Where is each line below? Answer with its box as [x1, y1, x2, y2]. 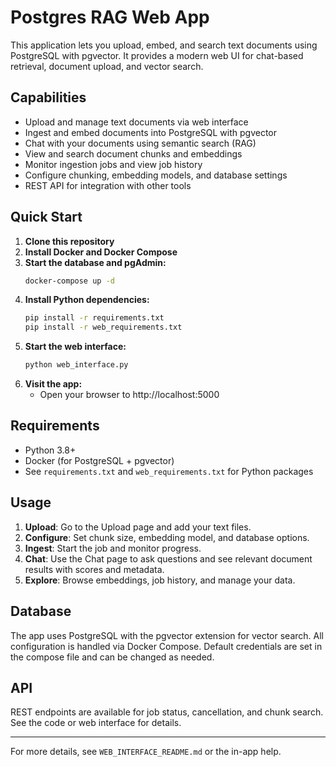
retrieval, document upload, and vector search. [10, 60, 204, 72]
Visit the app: [24, 378, 83, 390]
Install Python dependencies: [24, 294, 150, 306]
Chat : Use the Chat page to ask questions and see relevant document [24, 552, 313, 565]
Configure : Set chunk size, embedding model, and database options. [24, 531, 310, 543]
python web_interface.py [24, 360, 129, 370]
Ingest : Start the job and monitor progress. [24, 542, 202, 554]
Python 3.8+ [24, 444, 77, 456]
